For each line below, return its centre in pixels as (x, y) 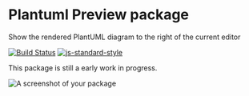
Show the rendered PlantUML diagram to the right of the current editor (124, 37)
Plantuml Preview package (99, 15)
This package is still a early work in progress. (83, 68)
